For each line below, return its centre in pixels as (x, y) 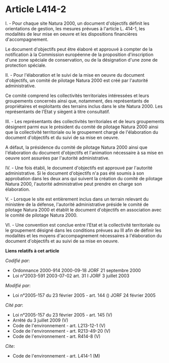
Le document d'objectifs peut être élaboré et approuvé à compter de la (79, 49)
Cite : (10, 346)
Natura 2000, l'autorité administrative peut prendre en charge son (74, 184)
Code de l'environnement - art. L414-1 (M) (56, 356)
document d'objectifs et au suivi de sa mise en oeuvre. (62, 241)
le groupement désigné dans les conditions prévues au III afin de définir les (83, 230)
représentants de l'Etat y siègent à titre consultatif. (58, 112)
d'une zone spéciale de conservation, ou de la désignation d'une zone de (81, 60)
